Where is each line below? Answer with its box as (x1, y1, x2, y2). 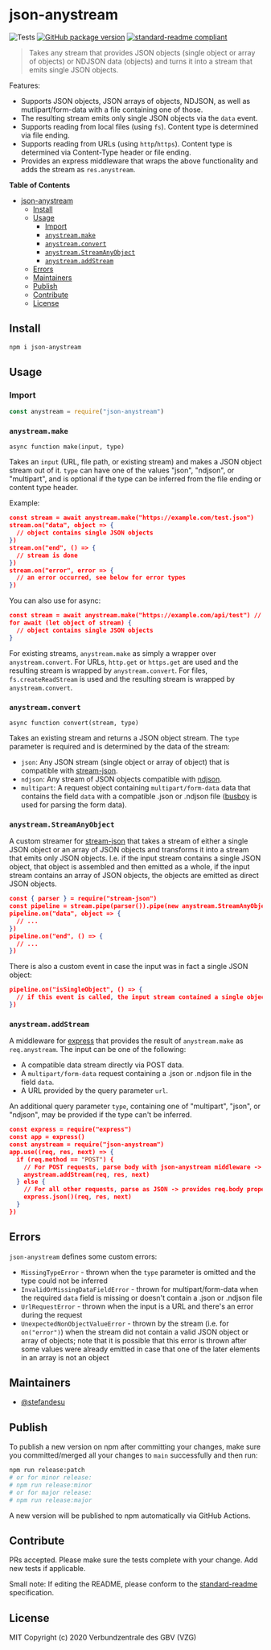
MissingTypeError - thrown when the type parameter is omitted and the (20, 1267, 257, 1277)
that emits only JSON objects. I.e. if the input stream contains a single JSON (9, 853, 261, 863)
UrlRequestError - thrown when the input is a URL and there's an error (20, 1301, 254, 1311)
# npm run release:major (9, 1495, 92, 1504)
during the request (20, 1310, 83, 1319)
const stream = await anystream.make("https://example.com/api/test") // (9, 612, 262, 620)
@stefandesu (20, 1397, 65, 1407)
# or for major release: (9, 1488, 92, 1496)
